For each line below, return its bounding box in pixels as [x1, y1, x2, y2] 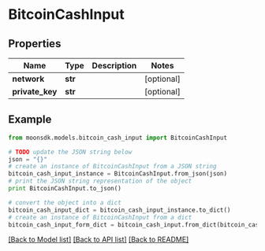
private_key [12, 87, 58, 97]
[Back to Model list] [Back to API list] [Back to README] [8, 234, 189, 245]
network [12, 73, 45, 84]
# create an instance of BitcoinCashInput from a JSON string [8, 163, 217, 171]
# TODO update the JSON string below [8, 148, 132, 156]
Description [91, 61, 137, 71]
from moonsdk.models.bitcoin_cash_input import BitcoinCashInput [8, 134, 227, 142]
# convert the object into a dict [8, 198, 122, 206]
